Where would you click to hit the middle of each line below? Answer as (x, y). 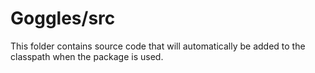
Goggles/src (63, 18)
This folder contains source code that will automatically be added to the (158, 46)
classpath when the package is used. (87, 56)
